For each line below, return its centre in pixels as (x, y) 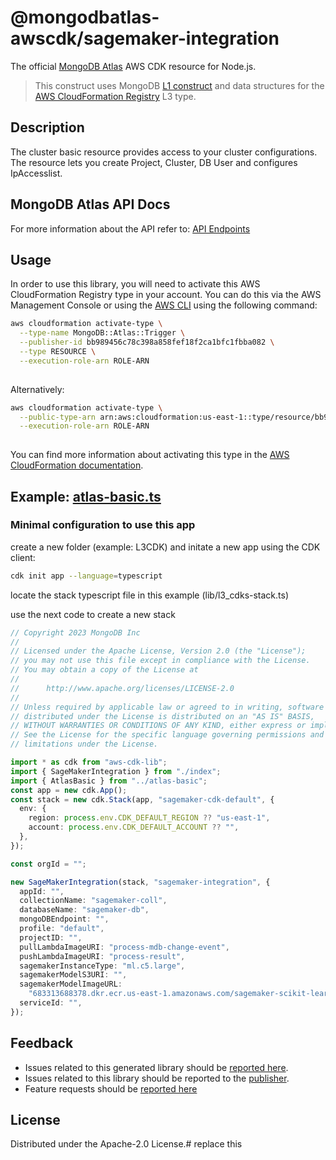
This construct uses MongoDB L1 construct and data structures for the (179, 85)
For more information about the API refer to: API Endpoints (130, 228)
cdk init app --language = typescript (86, 576)
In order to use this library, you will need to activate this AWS (135, 284)
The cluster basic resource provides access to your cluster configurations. (164, 152)
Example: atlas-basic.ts (86, 496)
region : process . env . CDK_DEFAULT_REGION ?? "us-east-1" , (149, 818)
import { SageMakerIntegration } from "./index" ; (116, 771)
